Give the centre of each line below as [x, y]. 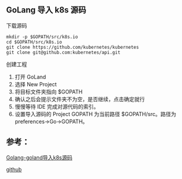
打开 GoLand [30, 77]
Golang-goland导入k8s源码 [39, 157]
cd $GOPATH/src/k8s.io [34, 42]
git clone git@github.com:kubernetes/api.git [63, 52]
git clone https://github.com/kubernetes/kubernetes [73, 47]
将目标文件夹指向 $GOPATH [49, 92]
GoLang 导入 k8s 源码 [46, 10]
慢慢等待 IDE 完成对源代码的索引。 [57, 106]
